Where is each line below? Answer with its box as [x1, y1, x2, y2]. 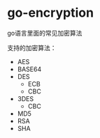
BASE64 [17, 65, 42, 73]
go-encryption [7, 5, 94, 21]
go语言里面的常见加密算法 [7, 29, 83, 37]
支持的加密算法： [7, 43, 57, 52]
